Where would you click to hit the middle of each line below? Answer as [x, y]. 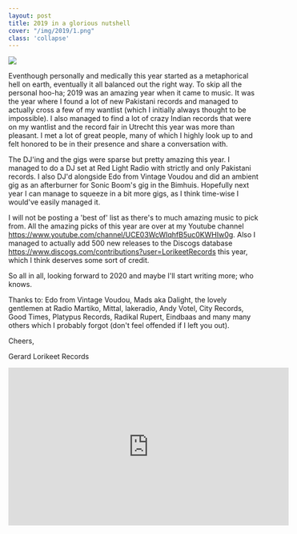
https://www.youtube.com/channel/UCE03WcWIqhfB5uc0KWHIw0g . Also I [132, 235]
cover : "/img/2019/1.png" [51, 30]
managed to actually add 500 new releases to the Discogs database [120, 243]
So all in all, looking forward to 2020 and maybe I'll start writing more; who [131, 276]
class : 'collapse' [39, 38]
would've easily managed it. [54, 202]
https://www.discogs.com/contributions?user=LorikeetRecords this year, [128, 252]
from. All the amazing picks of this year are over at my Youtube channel [126, 226]
